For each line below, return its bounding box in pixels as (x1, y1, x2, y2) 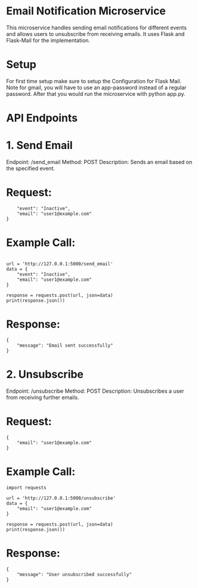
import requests (6, 484, 47, 490)
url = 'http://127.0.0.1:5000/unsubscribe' (6, 495, 116, 501)
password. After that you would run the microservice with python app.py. (6, 90, 186, 97)
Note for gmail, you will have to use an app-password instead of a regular (6, 84, 187, 91)
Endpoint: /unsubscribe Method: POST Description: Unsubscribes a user (6, 387, 184, 395)
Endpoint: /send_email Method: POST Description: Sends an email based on (6, 159, 193, 165)
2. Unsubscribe (6, 368, 84, 381)
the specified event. (6, 165, 55, 172)
